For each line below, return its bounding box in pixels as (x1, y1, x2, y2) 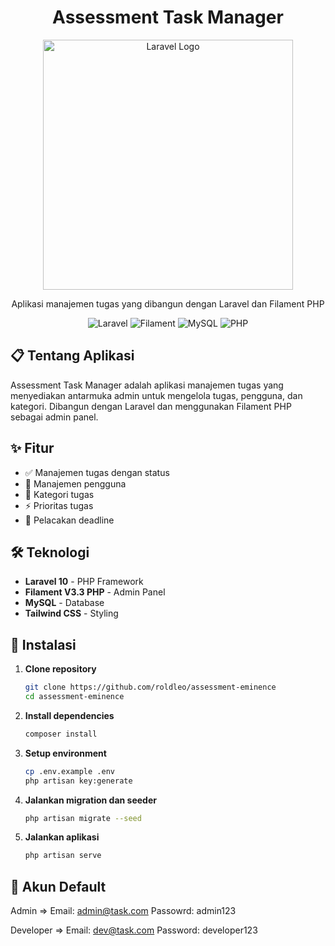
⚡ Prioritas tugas (24, 499, 94, 511)
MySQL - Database (24, 597, 105, 609)
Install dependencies (24, 709, 115, 721)
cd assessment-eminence (24, 692, 125, 702)
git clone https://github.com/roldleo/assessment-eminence (24, 682, 277, 693)
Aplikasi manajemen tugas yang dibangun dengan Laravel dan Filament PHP (11, 297, 325, 310)
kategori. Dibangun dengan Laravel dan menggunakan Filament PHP (10, 400, 292, 412)
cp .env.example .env (24, 766, 115, 776)
